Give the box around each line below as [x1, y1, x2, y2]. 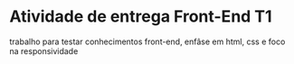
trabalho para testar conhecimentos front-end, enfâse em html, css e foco [9, 36, 286, 47]
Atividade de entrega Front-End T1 [9, 6, 273, 27]
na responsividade [9, 45, 79, 56]
